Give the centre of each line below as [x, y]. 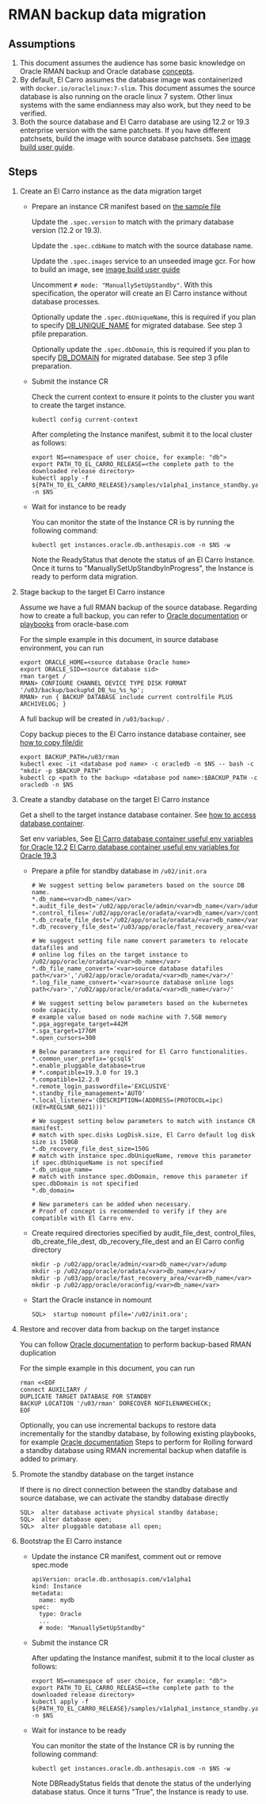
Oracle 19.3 [38, 855]
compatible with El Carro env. [83, 1218]
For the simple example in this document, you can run [107, 1368]
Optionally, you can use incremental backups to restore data [118, 1425]
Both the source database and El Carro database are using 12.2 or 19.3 [135, 122]
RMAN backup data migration [107, 15]
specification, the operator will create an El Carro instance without [139, 293]
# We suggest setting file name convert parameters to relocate [140, 941]
